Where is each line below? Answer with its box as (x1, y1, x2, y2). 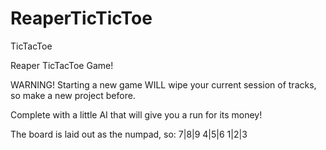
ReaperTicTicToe (10, 7, 153, 30)
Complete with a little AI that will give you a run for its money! (10, 108, 263, 121)
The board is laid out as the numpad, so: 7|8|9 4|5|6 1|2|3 (10, 128, 248, 140)
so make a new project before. (10, 89, 136, 101)
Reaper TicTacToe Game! (10, 59, 114, 71)
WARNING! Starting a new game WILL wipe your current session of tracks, (10, 78, 317, 91)
